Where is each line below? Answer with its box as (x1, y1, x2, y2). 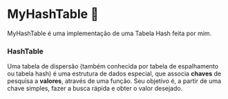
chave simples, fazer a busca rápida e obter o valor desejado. (7, 84, 183, 93)
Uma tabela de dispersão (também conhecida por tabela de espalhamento (7, 62, 219, 71)
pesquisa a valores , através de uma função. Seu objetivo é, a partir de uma (7, 77, 222, 85)
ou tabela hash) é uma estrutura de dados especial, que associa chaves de (7, 69, 222, 78)
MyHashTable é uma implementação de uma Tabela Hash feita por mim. (7, 29, 212, 37)
